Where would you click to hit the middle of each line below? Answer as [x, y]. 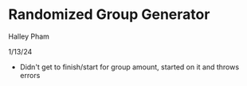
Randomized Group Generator [109, 15]
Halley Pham [29, 36]
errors [30, 75]
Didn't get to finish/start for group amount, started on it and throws [129, 67]
